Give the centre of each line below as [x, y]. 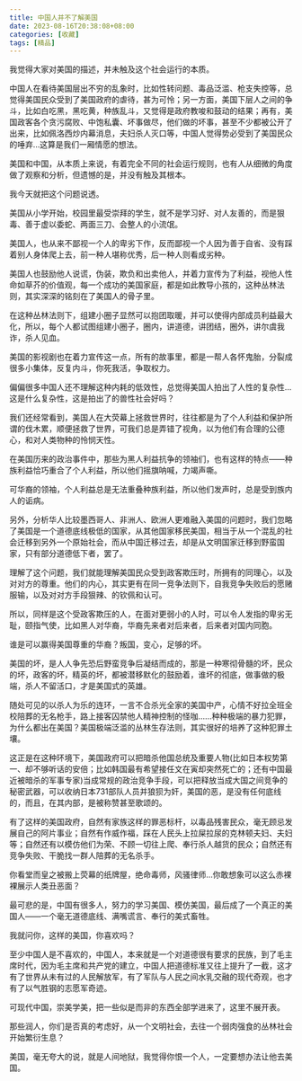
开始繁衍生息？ [37, 1038]
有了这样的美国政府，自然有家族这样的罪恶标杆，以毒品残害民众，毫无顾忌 [147, 822]
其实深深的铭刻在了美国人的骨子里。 [92, 297]
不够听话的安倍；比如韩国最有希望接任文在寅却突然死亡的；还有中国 [159, 769]
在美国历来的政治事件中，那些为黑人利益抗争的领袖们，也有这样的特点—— [147, 459]
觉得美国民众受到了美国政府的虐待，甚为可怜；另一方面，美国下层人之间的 [147, 100]
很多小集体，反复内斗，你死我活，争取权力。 [92, 368]
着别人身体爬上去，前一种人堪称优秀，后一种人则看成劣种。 [120, 255]
